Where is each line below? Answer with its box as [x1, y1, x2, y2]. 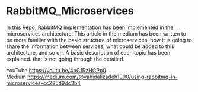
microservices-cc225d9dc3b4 [6, 79, 81, 87]
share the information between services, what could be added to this [6, 43, 175, 50]
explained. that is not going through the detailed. [6, 55, 125, 62]
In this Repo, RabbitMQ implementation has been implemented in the [6, 24, 174, 31]
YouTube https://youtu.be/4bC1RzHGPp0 [6, 66, 107, 74]
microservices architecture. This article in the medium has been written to [6, 30, 187, 37]
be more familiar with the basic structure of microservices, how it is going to [6, 36, 193, 43]
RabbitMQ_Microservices [6, 4, 135, 18]
